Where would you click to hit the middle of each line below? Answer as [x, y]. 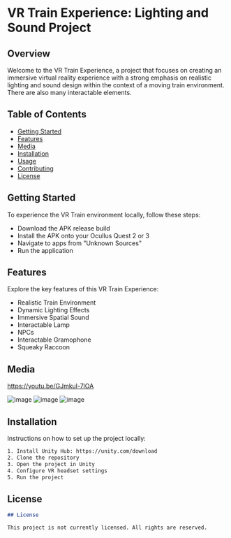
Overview [29, 53]
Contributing [35, 168]
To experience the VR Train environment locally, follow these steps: [104, 215]
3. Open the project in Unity [51, 464]
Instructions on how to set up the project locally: [77, 439]
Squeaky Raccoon [44, 347]
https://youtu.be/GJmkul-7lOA [51, 386]
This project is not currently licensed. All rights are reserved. [107, 528]
